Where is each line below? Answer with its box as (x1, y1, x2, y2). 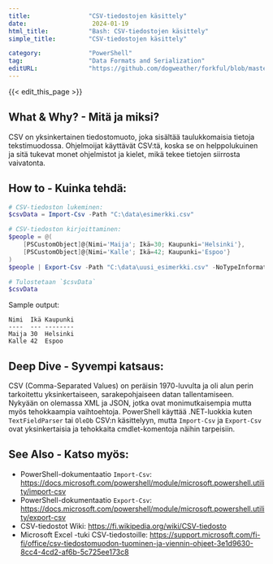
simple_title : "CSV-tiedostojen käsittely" (8, 34, 187, 43)
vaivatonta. (8, 158, 46, 168)
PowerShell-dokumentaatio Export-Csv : (19, 495, 153, 505)
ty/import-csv (19, 486, 67, 496)
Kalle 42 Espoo (8, 337, 63, 346)
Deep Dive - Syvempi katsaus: (8, 359, 164, 373)
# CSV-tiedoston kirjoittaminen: (8, 225, 122, 234)
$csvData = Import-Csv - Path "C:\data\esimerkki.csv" (8, 211, 195, 219)
